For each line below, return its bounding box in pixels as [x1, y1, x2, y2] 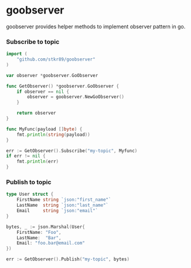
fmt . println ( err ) [16, 159, 59, 165]
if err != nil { [6, 153, 46, 159]
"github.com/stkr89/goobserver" [16, 56, 95, 62]
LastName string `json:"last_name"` [16, 202, 109, 209]
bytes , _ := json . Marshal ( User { [6, 224, 85, 230]
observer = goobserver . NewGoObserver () [27, 94, 125, 100]
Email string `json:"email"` [16, 208, 98, 214]
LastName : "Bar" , [16, 235, 62, 241]
